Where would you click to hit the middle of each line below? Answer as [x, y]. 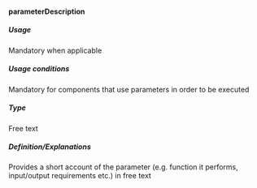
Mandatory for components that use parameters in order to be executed [129, 89]
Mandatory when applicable [55, 50]
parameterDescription [47, 11]
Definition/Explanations [50, 147]
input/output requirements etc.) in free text [80, 176]
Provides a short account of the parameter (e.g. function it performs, [123, 167]
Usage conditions [39, 69]
